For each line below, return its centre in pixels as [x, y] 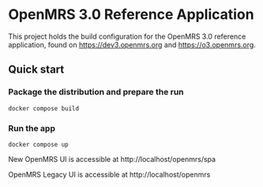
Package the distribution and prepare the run [96, 92]
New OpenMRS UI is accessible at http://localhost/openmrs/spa [112, 159]
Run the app [32, 128]
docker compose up [38, 144]
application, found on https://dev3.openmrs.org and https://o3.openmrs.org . [132, 44]
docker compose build [44, 108]
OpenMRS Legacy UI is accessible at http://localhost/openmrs [109, 174]
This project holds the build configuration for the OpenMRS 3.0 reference [127, 36]
